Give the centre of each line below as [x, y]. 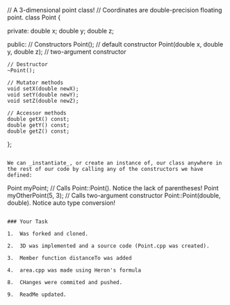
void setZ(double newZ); [43, 101]
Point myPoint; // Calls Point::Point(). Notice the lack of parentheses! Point [113, 188]
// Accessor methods [37, 113]
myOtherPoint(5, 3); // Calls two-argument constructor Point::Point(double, [114, 195]
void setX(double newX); [43, 89]
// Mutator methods [35, 83]
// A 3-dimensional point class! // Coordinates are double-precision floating [115, 10]
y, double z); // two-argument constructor [67, 52]
